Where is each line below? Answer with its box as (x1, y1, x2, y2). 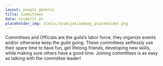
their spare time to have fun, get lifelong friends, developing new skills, (5, 45, 151, 51)
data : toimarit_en (5, 16, 43, 21)
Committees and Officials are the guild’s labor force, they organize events (5, 34, 156, 40)
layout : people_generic (5, 7, 55, 12)
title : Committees (5, 12, 43, 17)
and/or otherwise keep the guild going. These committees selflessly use (5, 40, 154, 46)
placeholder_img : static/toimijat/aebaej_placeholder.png (5, 21, 128, 26)
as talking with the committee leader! (5, 55, 81, 62)
